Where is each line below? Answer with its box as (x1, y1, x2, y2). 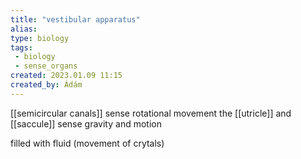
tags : (10, 42, 33, 53)
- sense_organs (14, 61, 78, 71)
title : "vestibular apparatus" (10, 14, 141, 25)
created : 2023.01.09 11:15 (10, 71, 123, 81)
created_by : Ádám (10, 80, 83, 90)
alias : (10, 24, 38, 34)
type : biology (10, 33, 70, 43)
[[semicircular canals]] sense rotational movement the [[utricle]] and (10, 107, 292, 119)
